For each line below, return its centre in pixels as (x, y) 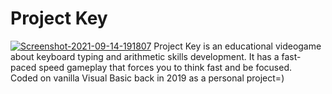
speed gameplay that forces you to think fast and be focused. (165, 67)
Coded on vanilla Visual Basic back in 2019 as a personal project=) (147, 78)
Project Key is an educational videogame (237, 46)
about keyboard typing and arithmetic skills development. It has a (145, 56)
